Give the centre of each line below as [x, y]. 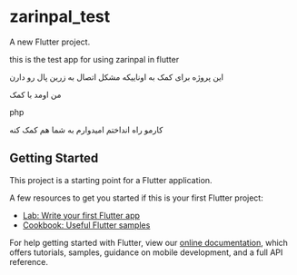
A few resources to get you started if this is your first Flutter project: [136, 198]
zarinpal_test [60, 17]
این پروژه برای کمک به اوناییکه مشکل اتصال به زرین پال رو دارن [117, 77]
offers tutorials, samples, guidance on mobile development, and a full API [146, 252]
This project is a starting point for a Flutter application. [111, 180]
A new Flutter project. [50, 42]
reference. [29, 261]
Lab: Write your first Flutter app [81, 215]
